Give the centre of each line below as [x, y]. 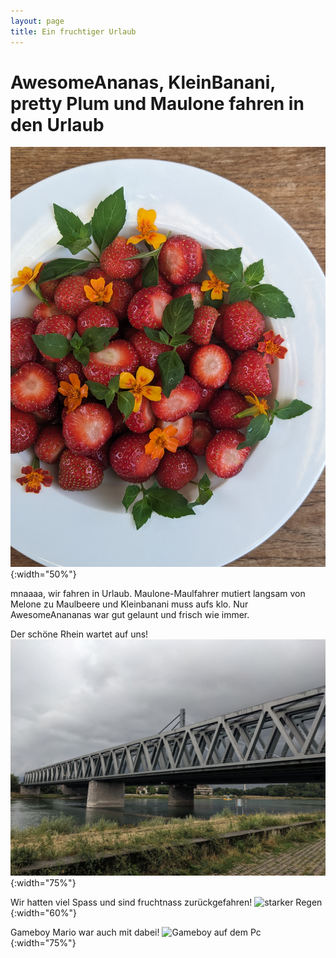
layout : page [37, 21]
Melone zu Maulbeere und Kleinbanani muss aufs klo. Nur [129, 604]
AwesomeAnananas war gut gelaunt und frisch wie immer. [130, 615]
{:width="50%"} [43, 574]
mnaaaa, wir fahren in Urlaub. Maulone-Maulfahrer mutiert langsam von [158, 594]
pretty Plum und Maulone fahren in [157, 103]
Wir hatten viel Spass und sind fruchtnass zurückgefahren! [131, 902]
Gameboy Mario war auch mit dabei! [85, 932]
